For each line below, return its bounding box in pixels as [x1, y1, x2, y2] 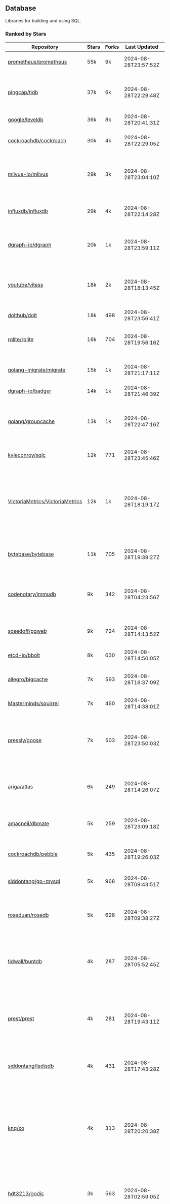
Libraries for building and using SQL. [5, 17, 82, 23]
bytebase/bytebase [8, 551, 54, 558]
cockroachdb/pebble [8, 851, 58, 858]
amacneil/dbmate [8, 820, 50, 827]
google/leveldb [8, 116, 44, 124]
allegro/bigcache [8, 676, 48, 683]
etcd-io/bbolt [8, 652, 40, 659]
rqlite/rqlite [8, 336, 34, 343]
